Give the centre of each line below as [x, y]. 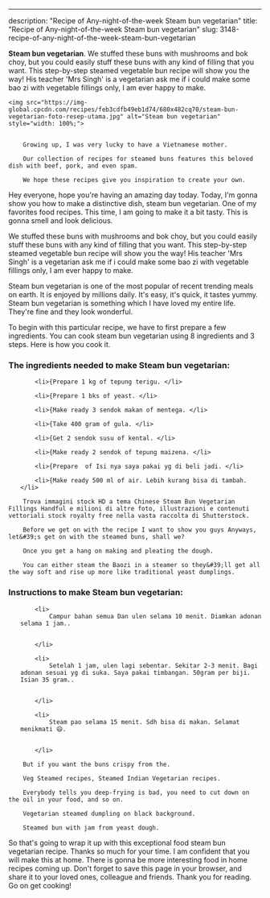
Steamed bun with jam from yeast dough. [91, 828]
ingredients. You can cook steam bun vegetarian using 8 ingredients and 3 [131, 336]
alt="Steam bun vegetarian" [174, 117]
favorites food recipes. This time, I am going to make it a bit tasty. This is [128, 212]
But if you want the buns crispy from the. [97, 764]
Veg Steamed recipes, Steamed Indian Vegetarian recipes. [122, 778]
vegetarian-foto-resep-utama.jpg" [66, 117]
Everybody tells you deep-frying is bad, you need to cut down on [136, 792]
